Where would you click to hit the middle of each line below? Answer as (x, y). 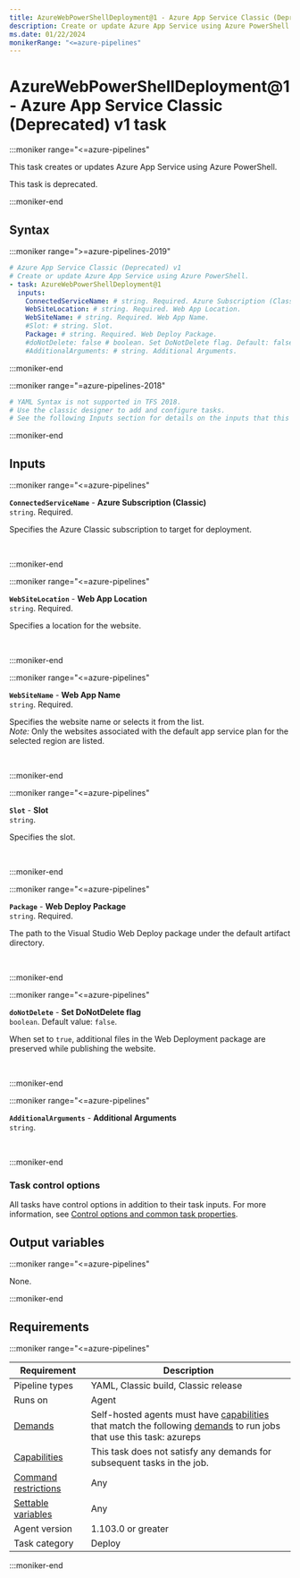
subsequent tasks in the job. (150, 1463)
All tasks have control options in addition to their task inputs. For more (137, 1205)
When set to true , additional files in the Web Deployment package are (137, 1039)
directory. (27, 943)
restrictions (37, 1488)
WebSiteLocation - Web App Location (78, 599)
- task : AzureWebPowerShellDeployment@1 (86, 284)
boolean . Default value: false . (63, 1022)
